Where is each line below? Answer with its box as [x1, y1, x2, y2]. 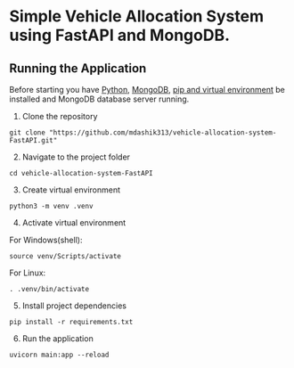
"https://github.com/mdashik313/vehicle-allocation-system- [48, 128, 277, 137]
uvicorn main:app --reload [9, 350, 110, 359]
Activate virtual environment [21, 217, 127, 228]
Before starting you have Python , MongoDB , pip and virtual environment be [9, 85, 285, 94]
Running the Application [9, 61, 147, 76]
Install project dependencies [21, 300, 127, 311]
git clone [9, 128, 46, 137]
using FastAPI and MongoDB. [9, 25, 230, 45]
